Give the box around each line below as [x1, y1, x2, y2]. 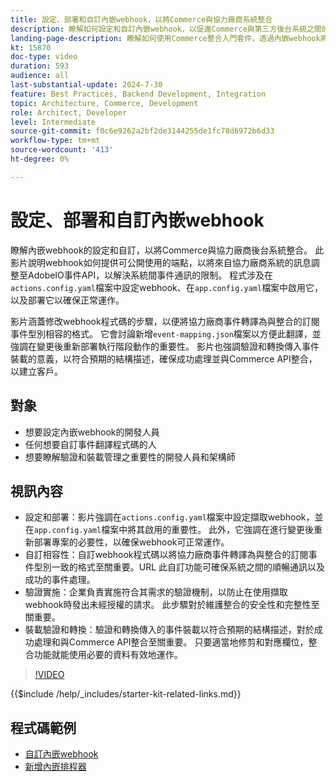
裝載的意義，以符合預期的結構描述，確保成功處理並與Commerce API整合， [10, 352, 318, 365]
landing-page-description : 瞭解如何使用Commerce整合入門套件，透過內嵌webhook [10, 33, 321, 43]
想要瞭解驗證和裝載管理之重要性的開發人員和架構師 [24, 451, 236, 463]
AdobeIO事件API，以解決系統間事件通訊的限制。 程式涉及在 [27, 269, 274, 281]
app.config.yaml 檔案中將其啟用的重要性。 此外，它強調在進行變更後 [33, 524, 315, 536]
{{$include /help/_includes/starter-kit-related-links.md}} [10, 688, 242, 700]
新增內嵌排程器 [24, 761, 87, 773]
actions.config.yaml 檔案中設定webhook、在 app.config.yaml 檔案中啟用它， [10, 281, 324, 293]
